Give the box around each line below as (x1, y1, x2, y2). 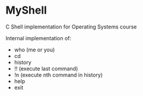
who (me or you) (14, 46, 55, 53)
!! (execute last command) (14, 65, 78, 72)
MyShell (5, 4, 47, 17)
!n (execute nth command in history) (14, 71, 103, 78)
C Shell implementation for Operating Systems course (5, 23, 137, 30)
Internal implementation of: (5, 34, 72, 41)
